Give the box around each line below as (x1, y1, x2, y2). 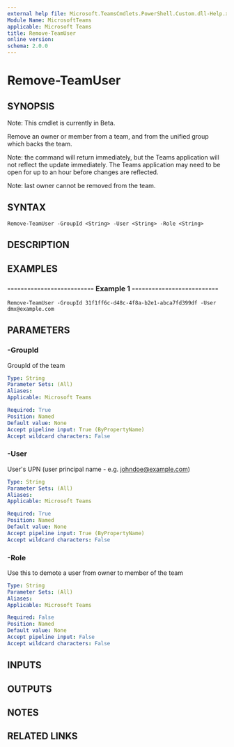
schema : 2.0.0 (7, 43, 49, 49)
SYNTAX (7, 201, 47, 213)
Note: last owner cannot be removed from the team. (7, 182, 156, 190)
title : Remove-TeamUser (7, 29, 77, 37)
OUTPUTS (7, 683, 52, 695)
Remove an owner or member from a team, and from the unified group (7, 132, 209, 140)
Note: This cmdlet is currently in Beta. (7, 119, 116, 127)
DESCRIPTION (7, 239, 70, 251)
